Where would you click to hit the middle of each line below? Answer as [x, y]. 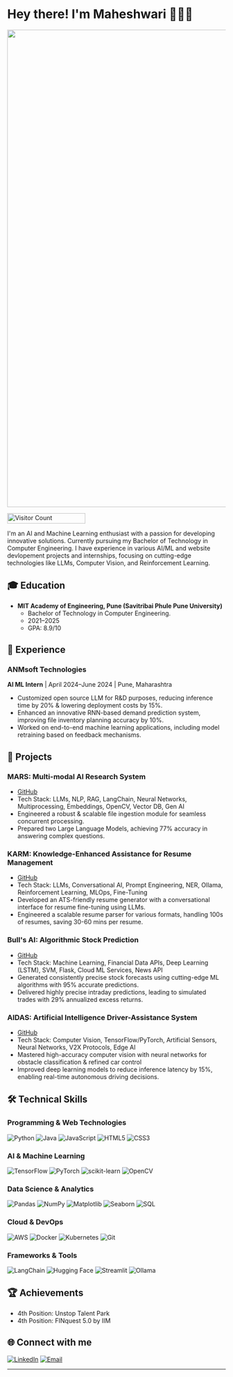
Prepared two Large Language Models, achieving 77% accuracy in [112, 828]
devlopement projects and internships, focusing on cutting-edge [100, 556]
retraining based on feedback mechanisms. [79, 735]
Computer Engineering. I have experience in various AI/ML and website [109, 548]
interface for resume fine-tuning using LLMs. [81, 907]
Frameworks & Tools [42, 1255]
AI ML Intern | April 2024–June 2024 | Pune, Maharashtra [89, 685]
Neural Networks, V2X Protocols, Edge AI [77, 1047]
